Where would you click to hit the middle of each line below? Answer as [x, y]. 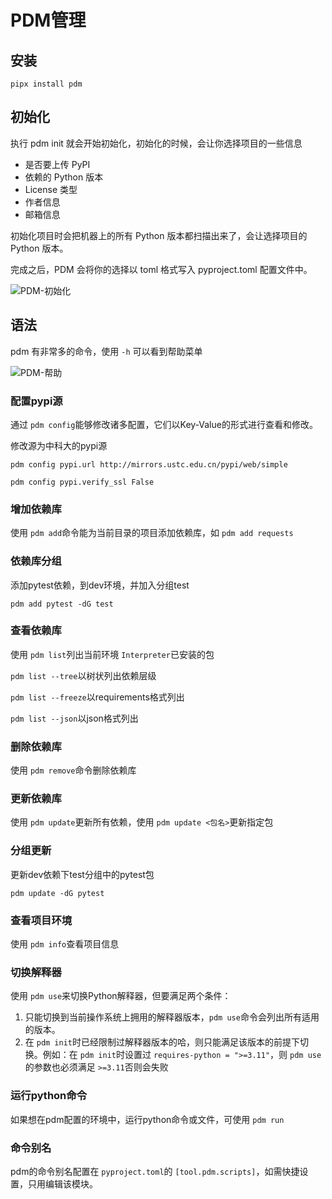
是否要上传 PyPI [57, 164]
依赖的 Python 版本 [64, 177]
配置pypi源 [36, 401]
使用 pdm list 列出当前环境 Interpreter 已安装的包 [112, 654]
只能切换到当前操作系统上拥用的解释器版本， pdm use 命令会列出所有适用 [172, 1017]
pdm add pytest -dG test [62, 604]
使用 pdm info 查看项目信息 [65, 944]
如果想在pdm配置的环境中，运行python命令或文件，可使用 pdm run [147, 1119]
